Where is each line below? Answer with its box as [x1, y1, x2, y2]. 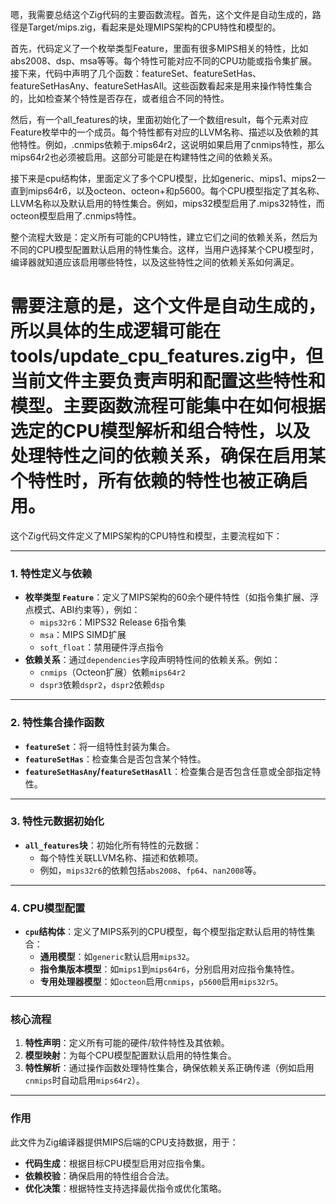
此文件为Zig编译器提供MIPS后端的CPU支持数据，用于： [10, 1136, 239, 1148]
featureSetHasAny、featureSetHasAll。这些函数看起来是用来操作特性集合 [10, 80, 313, 92]
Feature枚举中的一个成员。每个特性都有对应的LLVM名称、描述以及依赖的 [10, 126, 311, 138]
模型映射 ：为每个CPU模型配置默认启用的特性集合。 [24, 1049, 237, 1062]
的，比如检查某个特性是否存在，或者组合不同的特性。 [10, 93, 230, 104]
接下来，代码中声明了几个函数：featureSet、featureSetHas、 [10, 68, 262, 79]
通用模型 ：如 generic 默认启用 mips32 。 [39, 951, 195, 963]
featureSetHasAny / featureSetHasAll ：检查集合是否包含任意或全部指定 [24, 765, 313, 777]
